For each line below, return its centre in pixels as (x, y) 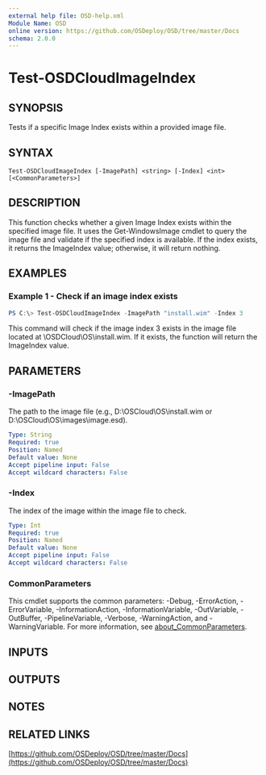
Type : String (30, 435)
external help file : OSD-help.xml (66, 16)
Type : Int (25, 525)
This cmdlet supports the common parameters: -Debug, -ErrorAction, (124, 601)
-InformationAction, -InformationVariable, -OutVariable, (148, 610)
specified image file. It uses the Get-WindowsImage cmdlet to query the (128, 231)
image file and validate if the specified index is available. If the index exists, (133, 240)
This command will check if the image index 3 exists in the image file (123, 328)
